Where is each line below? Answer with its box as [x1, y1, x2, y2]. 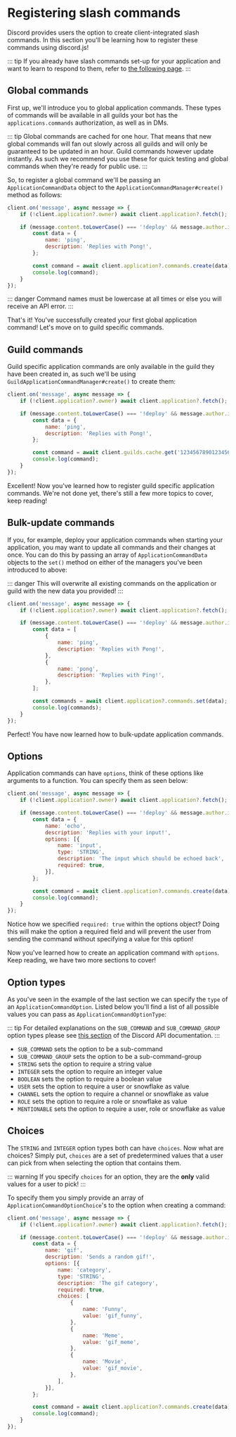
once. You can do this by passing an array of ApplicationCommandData [7, 551, 208, 559]
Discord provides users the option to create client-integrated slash [7, 28, 199, 37]
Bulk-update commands [7, 517, 114, 529]
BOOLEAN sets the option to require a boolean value [17, 1075, 162, 1083]
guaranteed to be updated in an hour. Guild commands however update [7, 146, 214, 156]
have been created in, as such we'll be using [7, 370, 136, 378]
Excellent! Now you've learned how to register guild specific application [7, 481, 215, 490]
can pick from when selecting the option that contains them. [7, 1158, 181, 1167]
